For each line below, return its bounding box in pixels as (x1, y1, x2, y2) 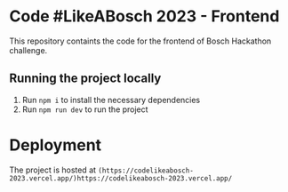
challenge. (9, 44, 48, 55)
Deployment (9, 135, 102, 155)
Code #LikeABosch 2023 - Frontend (9, 6, 280, 27)
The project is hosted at (9, 164, 96, 175)
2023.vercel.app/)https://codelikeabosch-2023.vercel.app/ (9, 173, 233, 183)
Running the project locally (9, 71, 162, 86)
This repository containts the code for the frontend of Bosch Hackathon (9, 36, 272, 46)
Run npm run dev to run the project (21, 104, 148, 115)
